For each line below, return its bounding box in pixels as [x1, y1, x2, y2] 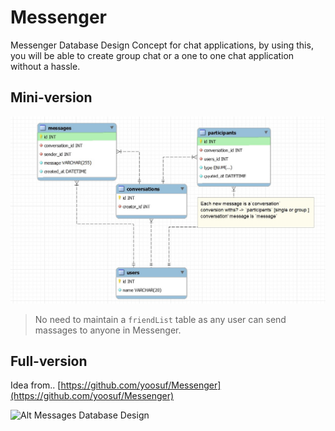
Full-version [10, 352, 88, 370]
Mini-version [10, 89, 93, 106]
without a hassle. [10, 60, 81, 72]
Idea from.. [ [10, 379, 62, 391]
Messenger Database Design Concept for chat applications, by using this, [10, 39, 314, 51]
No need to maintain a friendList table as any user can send [34, 313, 287, 325]
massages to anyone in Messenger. [34, 324, 182, 336]
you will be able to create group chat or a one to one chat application [10, 49, 295, 61]
